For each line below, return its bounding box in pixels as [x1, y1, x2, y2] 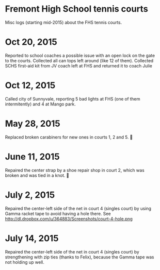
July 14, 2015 [5, 233, 59, 244]
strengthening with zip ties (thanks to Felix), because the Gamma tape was [5, 254, 154, 260]
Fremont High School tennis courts [5, 3, 148, 15]
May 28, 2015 [5, 118, 61, 129]
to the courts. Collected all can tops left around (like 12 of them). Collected [5, 57, 154, 64]
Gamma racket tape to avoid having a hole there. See [5, 210, 111, 217]
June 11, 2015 [5, 151, 60, 162]
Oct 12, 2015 [5, 80, 56, 91]
